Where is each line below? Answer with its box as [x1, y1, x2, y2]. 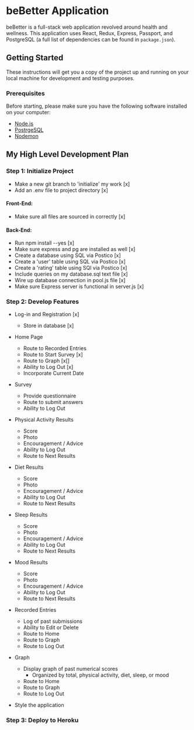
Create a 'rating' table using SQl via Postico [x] [14, 265, 127, 272]
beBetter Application [6, 4, 109, 18]
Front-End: [6, 200, 33, 207]
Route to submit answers [23, 399, 84, 406]
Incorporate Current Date [23, 370, 84, 377]
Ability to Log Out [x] [23, 364, 74, 371]
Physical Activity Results [14, 416, 74, 423]
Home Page [14, 334, 43, 341]
